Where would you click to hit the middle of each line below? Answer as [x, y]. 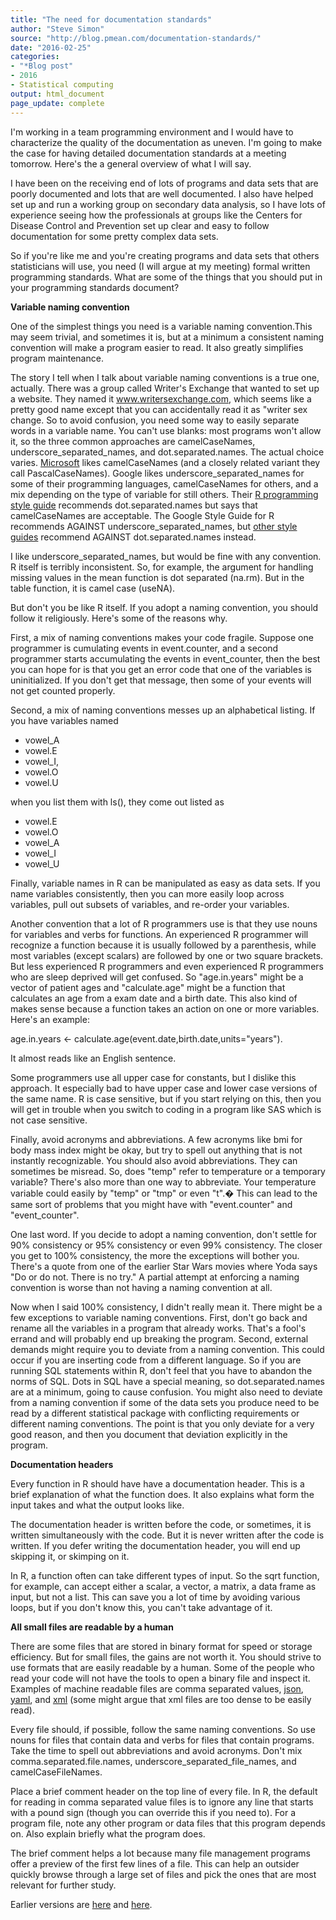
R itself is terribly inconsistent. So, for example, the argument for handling [162, 567]
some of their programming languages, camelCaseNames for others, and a [164, 483]
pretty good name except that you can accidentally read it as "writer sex [159, 409]
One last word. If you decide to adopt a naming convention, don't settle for [164, 1234]
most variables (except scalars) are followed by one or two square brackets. [167, 955]
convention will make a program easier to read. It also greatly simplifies [157, 347]
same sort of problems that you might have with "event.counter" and [151, 1204]
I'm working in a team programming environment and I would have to [152, 132]
